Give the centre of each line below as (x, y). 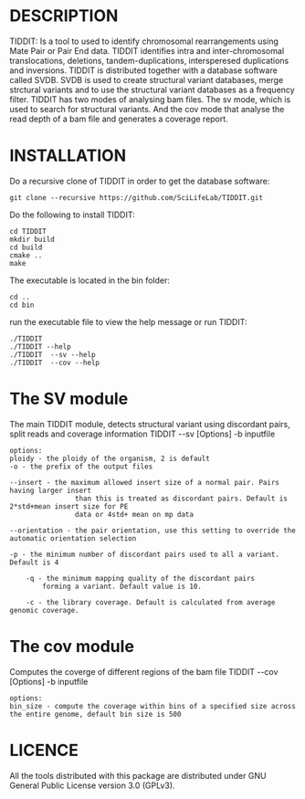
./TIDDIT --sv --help (53, 354)
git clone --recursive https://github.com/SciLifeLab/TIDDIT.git (136, 197)
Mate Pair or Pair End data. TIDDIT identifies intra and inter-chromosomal (147, 50)
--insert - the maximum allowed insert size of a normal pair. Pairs (145, 482)
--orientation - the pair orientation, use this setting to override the (153, 531)
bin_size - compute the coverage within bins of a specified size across (153, 706)
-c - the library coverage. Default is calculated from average (151, 602)
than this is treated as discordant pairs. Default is (181, 499)
